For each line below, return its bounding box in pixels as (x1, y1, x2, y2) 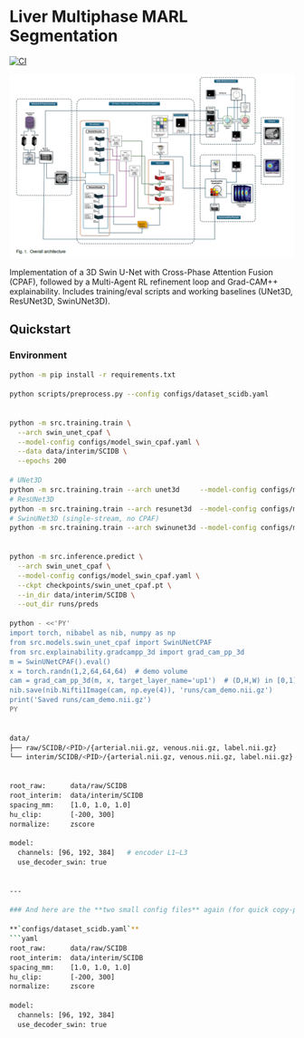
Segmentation (9, 25, 119, 46)
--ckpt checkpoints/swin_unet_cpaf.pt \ (17, 581, 172, 590)
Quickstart (9, 322, 71, 337)
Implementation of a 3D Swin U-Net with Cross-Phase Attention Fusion (9, 266, 274, 277)
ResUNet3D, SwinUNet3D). (9, 295, 110, 306)
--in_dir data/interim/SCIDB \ (17, 591, 136, 600)
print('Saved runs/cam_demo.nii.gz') (9, 696, 152, 705)
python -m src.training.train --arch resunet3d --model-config (9, 505, 257, 514)
